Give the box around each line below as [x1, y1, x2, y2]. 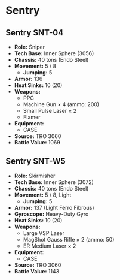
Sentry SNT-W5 [5, 156, 66, 167]
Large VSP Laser [23, 229, 65, 237]
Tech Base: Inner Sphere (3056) [14, 50, 94, 57]
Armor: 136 [14, 76, 43, 82]
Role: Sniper [14, 43, 45, 50]
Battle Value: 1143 [14, 267, 60, 275]
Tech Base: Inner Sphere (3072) [14, 178, 94, 186]
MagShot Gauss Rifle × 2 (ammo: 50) [23, 236, 115, 243]
